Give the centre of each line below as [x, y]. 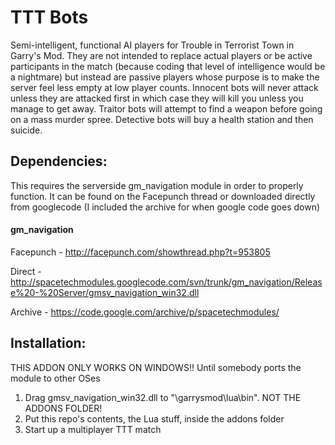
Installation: [48, 343]
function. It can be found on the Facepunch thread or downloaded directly [163, 196]
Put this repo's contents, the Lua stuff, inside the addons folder [154, 418]
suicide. [26, 130]
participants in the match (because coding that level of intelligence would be [168, 66]
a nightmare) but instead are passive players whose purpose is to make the [165, 77]
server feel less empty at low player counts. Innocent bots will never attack [164, 87]
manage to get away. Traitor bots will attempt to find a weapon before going [166, 108]
